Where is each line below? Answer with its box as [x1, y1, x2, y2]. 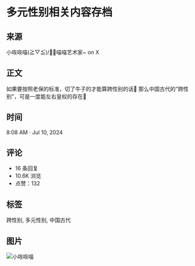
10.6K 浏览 [15, 172, 41, 180]
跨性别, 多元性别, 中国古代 [6, 216, 71, 224]
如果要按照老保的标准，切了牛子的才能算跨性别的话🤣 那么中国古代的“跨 [6, 85, 183, 92]
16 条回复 [15, 164, 39, 172]
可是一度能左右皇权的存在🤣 [19, 92, 87, 100]
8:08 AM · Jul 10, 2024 [6, 128, 63, 136]
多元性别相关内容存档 [6, 5, 113, 19]
